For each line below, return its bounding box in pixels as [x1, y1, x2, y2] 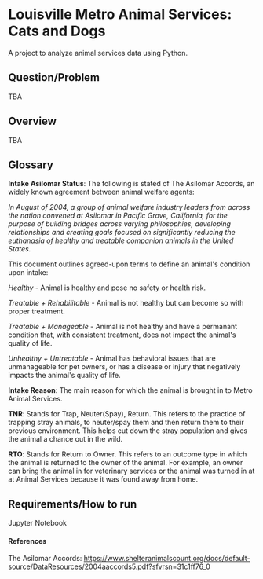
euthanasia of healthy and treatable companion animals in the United [8, 236, 234, 245]
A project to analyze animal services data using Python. [8, 48, 188, 57]
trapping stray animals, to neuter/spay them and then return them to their [8, 418, 245, 427]
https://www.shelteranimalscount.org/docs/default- [83, 554, 250, 563]
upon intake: [8, 268, 49, 277]
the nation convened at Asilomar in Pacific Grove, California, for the [8, 211, 228, 221]
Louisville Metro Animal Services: [8, 5, 232, 24]
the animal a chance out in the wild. [8, 434, 123, 444]
